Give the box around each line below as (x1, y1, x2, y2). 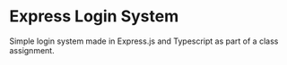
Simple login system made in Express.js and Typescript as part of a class (9, 36, 279, 46)
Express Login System (9, 6, 179, 27)
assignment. (9, 45, 56, 55)
